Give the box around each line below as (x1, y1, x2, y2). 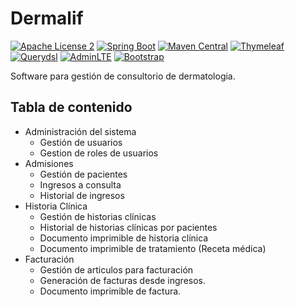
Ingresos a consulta (39, 178, 122, 191)
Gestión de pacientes (39, 168, 128, 180)
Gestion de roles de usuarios (39, 147, 159, 159)
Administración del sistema (24, 125, 137, 137)
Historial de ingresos (39, 189, 125, 201)
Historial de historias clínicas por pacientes (39, 221, 218, 233)
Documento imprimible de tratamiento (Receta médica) (39, 242, 267, 254)
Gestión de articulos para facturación (39, 263, 194, 276)
